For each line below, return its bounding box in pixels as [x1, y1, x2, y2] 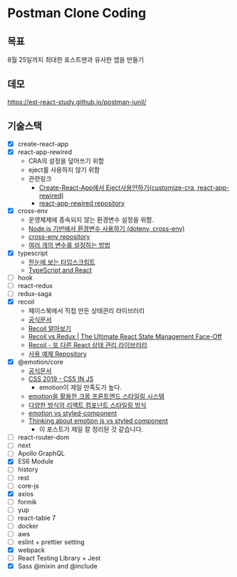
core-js [17, 481, 39, 490]
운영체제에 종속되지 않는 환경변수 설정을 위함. [28, 215, 154, 224]
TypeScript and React [28, 265, 93, 274]
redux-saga [17, 290, 52, 297]
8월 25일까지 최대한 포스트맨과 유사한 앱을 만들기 [7, 56, 144, 63]
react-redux [17, 281, 53, 290]
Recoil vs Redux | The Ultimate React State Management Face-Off [28, 332, 222, 341]
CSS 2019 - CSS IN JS [28, 374, 94, 383]
